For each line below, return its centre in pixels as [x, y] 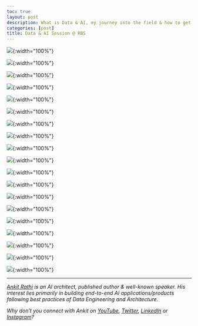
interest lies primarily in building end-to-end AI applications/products [90, 293]
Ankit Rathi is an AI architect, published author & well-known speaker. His [96, 287]
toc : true [19, 11]
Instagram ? [21, 317]
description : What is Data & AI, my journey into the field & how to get [99, 22]
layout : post [23, 17]
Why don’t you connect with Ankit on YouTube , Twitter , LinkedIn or [87, 311]
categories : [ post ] [31, 28]
